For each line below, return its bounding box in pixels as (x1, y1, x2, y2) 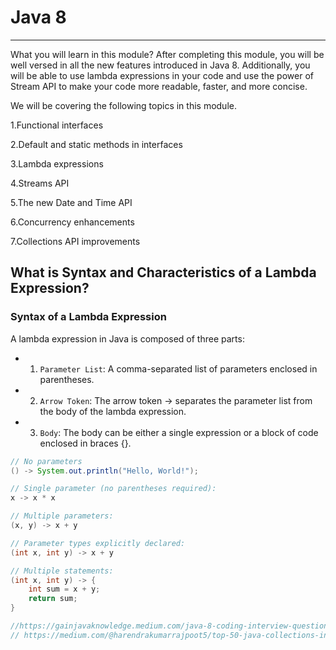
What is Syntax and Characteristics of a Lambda (10, 264, 317, 281)
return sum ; (28, 594, 78, 604)
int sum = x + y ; (28, 584, 101, 595)
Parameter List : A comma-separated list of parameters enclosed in (39, 362, 318, 375)
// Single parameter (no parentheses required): (10, 484, 217, 494)
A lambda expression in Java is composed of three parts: (10, 332, 245, 345)
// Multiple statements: (10, 566, 114, 576)
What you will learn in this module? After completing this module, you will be (10, 48, 325, 60)
